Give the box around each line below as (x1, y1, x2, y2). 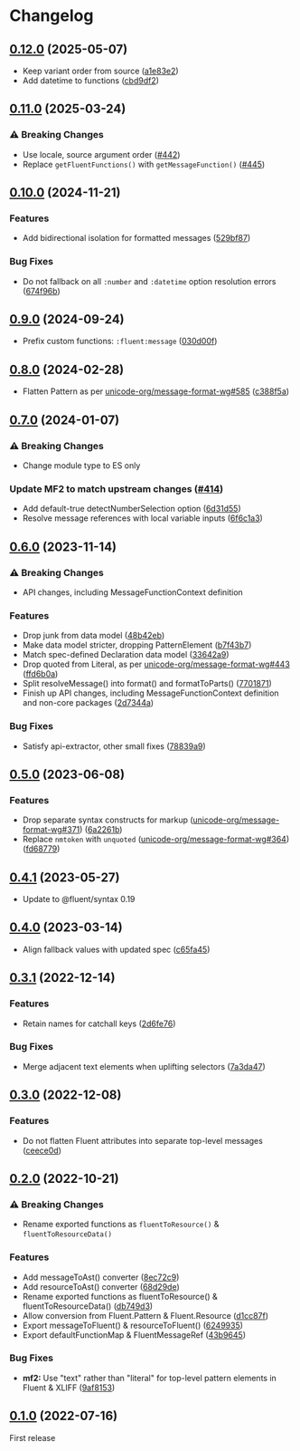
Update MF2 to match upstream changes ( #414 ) (9, 482, 224, 495)
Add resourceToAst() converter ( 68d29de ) (22, 1281, 181, 1292)
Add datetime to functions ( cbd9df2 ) (22, 75, 160, 86)
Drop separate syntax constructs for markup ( (22, 814, 193, 825)
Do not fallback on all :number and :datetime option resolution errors (22, 275, 277, 286)
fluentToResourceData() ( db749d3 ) (22, 1301, 154, 1312)
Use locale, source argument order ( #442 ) (22, 149, 181, 159)
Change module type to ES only (22, 459, 141, 471)
